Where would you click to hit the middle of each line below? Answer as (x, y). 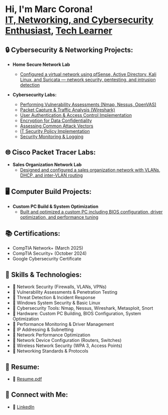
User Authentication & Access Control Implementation (76, 115)
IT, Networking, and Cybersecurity (79, 20)
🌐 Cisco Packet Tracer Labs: (51, 152)
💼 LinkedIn (23, 407)
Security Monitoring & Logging (52, 136)
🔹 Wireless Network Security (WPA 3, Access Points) (67, 345)
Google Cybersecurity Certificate (47, 259)
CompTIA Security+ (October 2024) (50, 253)
